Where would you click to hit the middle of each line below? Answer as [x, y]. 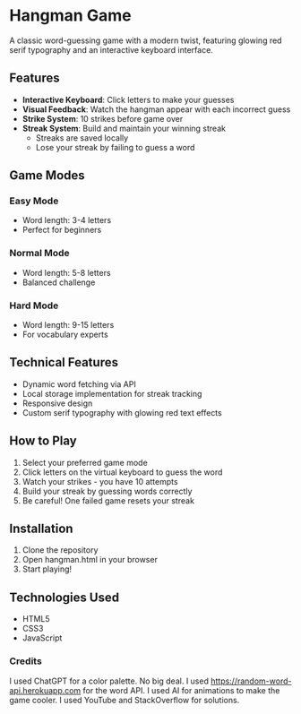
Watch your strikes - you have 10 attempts [100, 481]
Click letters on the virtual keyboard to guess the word [122, 472]
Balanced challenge [59, 282]
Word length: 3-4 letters [67, 220]
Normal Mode [39, 254]
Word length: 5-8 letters [66, 272]
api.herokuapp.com [45, 690]
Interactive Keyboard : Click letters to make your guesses [128, 99]
